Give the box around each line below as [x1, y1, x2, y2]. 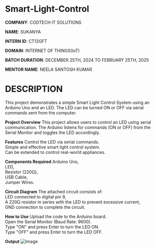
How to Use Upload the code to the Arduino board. [5, 214, 107, 219]
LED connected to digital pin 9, [5, 194, 66, 199]
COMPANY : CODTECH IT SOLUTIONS [5, 19, 81, 25]
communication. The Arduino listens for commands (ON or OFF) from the [5, 124, 151, 130]
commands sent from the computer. [5, 110, 77, 116]
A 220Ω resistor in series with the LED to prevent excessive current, [5, 199, 140, 205]
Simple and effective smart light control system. [5, 144, 100, 150]
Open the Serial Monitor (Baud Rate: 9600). [5, 218, 92, 224]
